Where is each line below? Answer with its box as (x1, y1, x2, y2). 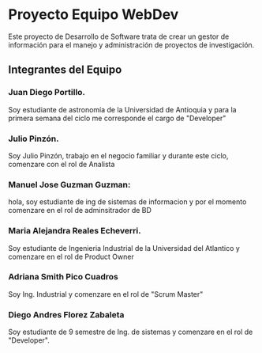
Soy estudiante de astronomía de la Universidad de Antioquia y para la (8, 104, 237, 114)
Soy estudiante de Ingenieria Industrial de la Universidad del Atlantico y (8, 243, 241, 252)
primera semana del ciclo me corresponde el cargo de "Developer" (8, 113, 226, 123)
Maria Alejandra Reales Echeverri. (8, 226, 141, 237)
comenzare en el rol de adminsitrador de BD (8, 206, 152, 215)
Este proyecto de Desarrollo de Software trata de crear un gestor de (8, 32, 230, 41)
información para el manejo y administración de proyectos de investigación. (8, 40, 255, 49)
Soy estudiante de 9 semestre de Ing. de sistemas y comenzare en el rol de (8, 327, 253, 337)
